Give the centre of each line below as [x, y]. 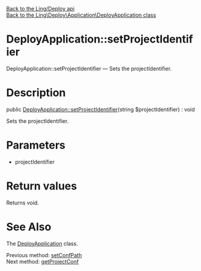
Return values [42, 186]
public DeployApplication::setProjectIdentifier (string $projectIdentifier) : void [100, 109]
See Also [29, 227]
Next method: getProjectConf [43, 261]
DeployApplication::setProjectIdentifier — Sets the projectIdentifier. [89, 68]
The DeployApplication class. [42, 243]
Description [36, 93]
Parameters [36, 145]
